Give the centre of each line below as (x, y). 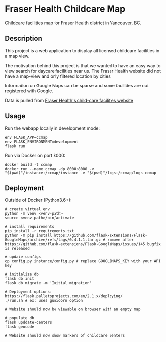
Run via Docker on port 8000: (35, 155)
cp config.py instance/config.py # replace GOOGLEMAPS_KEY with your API (83, 261)
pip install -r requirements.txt (40, 231)
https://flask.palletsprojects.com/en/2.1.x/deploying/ (64, 296)
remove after (121, 240)
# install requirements (30, 227)
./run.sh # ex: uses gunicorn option (44, 301)
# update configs (23, 257)
